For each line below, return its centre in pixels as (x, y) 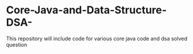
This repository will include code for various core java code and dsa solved (97, 38)
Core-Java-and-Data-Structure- (87, 10)
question (17, 45)
